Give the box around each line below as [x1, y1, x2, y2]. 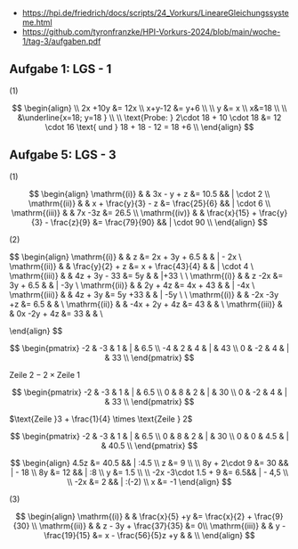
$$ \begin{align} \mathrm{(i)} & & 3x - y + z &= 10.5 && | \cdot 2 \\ [28, 188, 270, 199]
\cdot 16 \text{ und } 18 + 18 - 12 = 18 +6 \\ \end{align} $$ [44, 121, 254, 132]
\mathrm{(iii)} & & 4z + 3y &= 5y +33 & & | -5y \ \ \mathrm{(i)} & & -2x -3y [9, 289, 279, 299]
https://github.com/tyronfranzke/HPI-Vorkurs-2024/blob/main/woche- [21, 27, 281, 37]
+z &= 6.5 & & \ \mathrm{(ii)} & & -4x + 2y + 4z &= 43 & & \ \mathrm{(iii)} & [9, 299, 283, 309]
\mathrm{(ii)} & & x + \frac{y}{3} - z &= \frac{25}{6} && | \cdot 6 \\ [28, 198, 271, 209]
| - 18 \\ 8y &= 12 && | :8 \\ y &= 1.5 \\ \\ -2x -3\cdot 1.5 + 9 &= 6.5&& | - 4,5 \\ [10, 467, 289, 478]
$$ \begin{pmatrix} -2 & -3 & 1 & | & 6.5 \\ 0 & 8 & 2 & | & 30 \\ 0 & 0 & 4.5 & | [10, 430, 289, 441]
